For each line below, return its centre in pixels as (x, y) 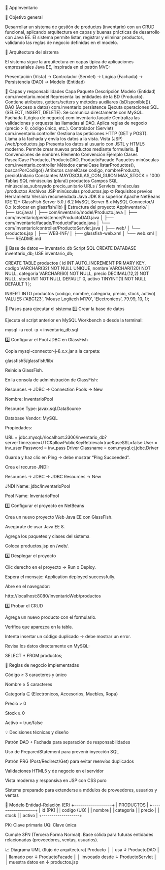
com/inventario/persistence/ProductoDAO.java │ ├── (60, 217)
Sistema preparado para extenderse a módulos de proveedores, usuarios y (81, 790)
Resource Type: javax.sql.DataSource (43, 409)
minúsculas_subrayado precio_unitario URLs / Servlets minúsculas (72, 186)
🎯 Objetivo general (24, 17)
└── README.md (23, 238)
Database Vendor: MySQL (32, 418)
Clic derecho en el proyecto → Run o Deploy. (50, 567)
